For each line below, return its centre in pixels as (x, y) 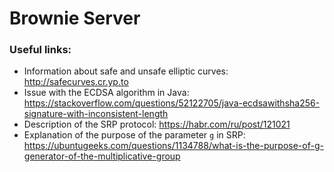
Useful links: (40, 50)
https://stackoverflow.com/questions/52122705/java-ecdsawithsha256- (172, 103)
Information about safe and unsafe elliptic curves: (126, 71)
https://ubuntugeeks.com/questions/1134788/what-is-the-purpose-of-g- (173, 146)
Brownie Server (75, 18)
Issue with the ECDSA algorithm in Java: (106, 93)
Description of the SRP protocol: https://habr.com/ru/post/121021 (157, 124)
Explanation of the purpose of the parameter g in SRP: (134, 135)
